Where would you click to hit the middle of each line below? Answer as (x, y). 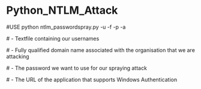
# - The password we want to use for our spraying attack (76, 68)
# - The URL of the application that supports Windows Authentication (92, 79)
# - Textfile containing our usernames (53, 38)
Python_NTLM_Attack (62, 10)
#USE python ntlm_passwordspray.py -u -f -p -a (66, 27)
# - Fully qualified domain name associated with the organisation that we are (100, 50)
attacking (18, 56)
